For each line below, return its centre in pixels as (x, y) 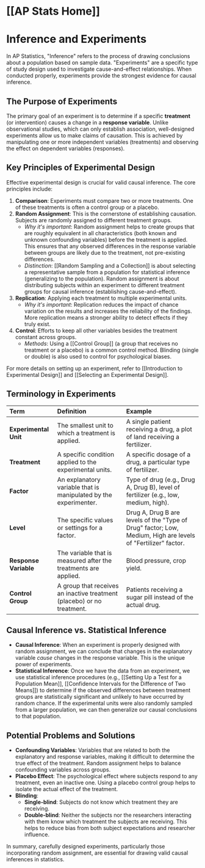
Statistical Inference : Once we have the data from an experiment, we (103, 671)
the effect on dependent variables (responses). (66, 148)
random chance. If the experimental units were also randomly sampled (104, 703)
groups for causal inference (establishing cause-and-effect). (100, 291)
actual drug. (143, 605)
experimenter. (77, 502)
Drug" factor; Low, (152, 528)
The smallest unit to (85, 425)
